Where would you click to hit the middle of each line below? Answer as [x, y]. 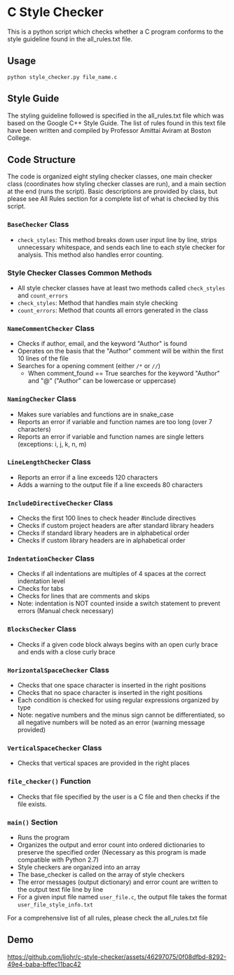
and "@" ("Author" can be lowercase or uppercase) [102, 381]
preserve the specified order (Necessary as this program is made [112, 852]
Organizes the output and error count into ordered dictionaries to [111, 845]
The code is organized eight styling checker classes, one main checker [110, 176]
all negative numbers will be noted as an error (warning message [111, 722]
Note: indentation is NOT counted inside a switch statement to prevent [119, 603]
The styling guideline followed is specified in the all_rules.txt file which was [116, 115]
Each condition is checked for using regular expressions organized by [118, 700]
